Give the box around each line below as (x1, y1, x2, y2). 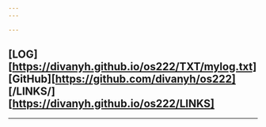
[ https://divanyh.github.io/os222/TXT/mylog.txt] (8, 60, 257, 73)
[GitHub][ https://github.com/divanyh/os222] (8, 73, 236, 86)
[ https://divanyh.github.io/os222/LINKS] (8, 97, 215, 110)
